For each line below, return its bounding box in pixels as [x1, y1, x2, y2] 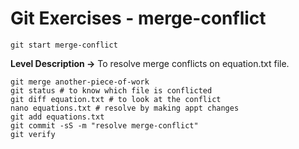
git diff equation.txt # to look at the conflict [10, 94, 222, 104]
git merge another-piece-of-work [10, 77, 150, 87]
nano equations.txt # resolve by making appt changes [10, 103, 240, 113]
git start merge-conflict [10, 40, 118, 50]
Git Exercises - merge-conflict [10, 7, 267, 30]
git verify [10, 129, 56, 139]
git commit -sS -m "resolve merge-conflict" [10, 120, 199, 131]
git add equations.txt [10, 112, 105, 122]
